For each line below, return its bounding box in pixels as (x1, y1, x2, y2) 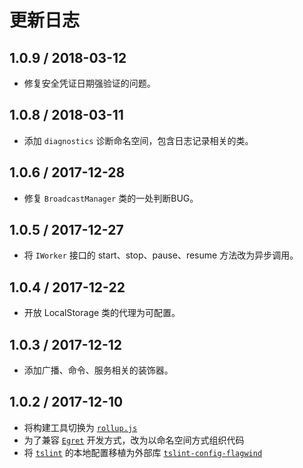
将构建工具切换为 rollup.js (23, 421, 138, 433)
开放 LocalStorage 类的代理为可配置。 (23, 307, 181, 319)
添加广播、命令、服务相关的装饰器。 (23, 364, 174, 376)
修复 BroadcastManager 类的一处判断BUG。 (23, 192, 199, 204)
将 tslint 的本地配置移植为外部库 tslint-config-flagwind (23, 446, 263, 458)
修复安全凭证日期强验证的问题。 (23, 77, 156, 89)
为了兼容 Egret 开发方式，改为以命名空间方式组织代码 (23, 434, 245, 446)
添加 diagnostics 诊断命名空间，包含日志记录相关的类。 (23, 134, 254, 146)
